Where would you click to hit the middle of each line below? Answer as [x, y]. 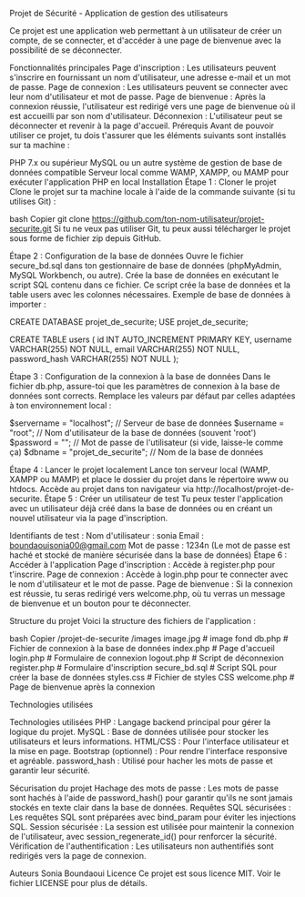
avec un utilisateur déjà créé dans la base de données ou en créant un [141, 508]
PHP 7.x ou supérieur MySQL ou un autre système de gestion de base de [146, 162]
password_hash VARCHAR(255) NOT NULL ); [94, 359]
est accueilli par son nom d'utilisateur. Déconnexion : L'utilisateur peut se [146, 116]
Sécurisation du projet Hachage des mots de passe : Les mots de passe [144, 788]
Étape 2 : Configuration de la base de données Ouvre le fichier [127, 256]
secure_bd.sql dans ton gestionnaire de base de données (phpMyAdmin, [146, 266]
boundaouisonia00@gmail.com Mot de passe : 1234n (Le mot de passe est [150, 545]
